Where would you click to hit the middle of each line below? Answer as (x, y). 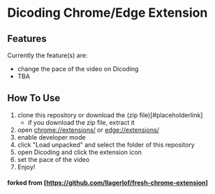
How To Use (34, 98)
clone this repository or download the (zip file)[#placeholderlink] (110, 115)
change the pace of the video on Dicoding (78, 69)
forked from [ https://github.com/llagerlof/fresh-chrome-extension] (107, 183)
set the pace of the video (53, 159)
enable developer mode (51, 137)
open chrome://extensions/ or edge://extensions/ (88, 130)
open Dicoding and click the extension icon (79, 152)
